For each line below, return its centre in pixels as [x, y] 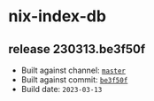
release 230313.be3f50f [77, 49]
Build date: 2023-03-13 [62, 89]
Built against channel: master [73, 70]
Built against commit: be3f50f [74, 80]
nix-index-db [58, 16]
